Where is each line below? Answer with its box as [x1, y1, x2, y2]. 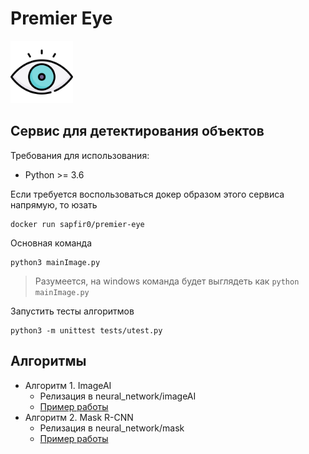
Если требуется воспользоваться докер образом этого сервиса [10, 188, 285, 200]
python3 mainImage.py [10, 257, 101, 267]
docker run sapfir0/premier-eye [10, 219, 145, 229]
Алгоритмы [10, 353, 87, 370]
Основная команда [10, 237, 93, 249]
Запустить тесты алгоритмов [10, 305, 135, 317]
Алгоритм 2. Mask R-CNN [24, 411, 134, 423]
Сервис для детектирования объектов [10, 123, 265, 140]
